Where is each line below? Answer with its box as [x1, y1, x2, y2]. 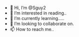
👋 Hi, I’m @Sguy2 [9, 5, 46, 10]
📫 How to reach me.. [9, 26, 54, 32]
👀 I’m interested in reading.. [9, 10, 66, 16]
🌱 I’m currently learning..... [9, 15, 65, 21]
